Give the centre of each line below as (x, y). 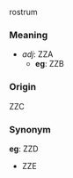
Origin (23, 87)
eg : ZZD (24, 149)
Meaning (29, 35)
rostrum (23, 12)
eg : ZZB (49, 64)
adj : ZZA (37, 54)
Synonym (30, 129)
